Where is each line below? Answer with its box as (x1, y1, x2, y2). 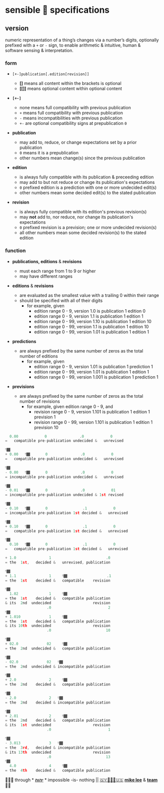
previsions (12, 383, 35, 389)
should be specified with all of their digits (19, 297, 103, 303)
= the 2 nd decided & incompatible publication (5, 700, 111, 705)
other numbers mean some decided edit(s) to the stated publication (19, 190, 156, 196)
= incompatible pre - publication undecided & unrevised (5, 474, 124, 479)
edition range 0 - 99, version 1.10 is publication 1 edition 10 (34, 318, 152, 324)
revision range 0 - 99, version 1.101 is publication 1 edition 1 (34, 419, 153, 425)
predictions (12, 338, 37, 344)
